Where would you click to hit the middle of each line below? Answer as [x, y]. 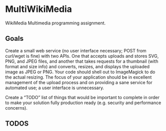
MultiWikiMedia [39, 9]
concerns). [16, 108]
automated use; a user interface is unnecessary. [55, 88]
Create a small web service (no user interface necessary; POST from [76, 50]
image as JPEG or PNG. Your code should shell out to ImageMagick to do [80, 72]
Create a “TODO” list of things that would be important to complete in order [83, 97]
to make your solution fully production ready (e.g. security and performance [83, 103]
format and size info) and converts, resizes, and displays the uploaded [77, 66]
